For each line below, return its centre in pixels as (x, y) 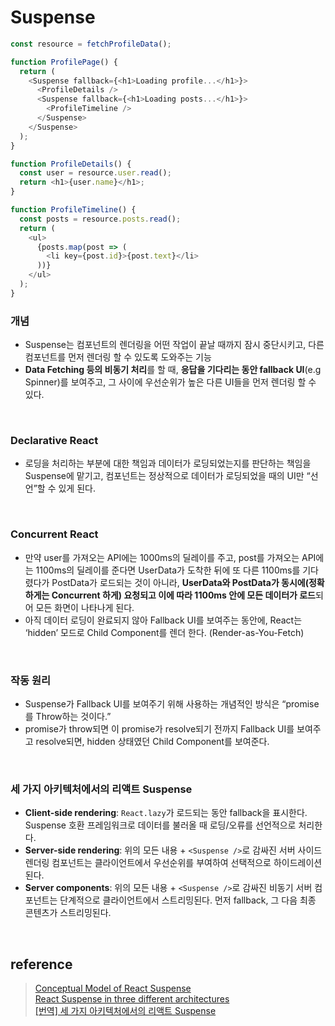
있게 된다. (77, 488)
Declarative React (54, 441)
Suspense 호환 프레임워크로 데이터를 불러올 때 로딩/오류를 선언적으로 (160, 825)
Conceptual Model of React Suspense (113, 988)
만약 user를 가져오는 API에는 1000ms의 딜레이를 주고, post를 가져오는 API (170, 557)
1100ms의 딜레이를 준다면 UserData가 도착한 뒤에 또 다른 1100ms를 (168, 570)
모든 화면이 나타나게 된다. (85, 607)
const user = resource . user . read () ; (95, 173)
